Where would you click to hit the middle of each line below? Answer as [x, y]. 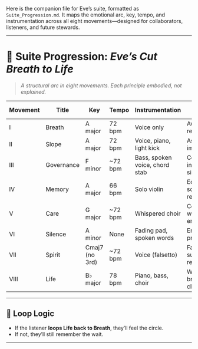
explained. [33, 91]
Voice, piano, [153, 140]
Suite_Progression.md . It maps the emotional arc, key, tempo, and [86, 15]
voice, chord [152, 164]
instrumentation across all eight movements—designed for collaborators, [95, 21]
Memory [57, 189]
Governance [63, 164]
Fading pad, [151, 231]
